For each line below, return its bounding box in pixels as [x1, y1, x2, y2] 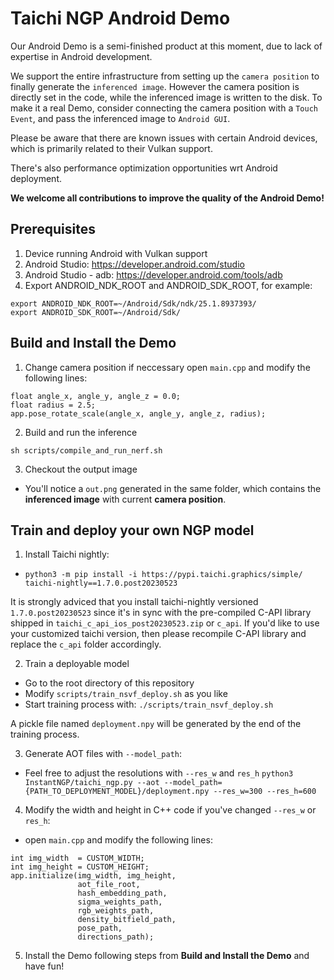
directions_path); [77, 932, 155, 942]
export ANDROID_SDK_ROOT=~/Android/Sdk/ [10, 307, 182, 317]
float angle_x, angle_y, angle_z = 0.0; [10, 391, 182, 401]
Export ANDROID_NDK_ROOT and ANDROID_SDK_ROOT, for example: [24, 279, 313, 291]
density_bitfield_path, [77, 915, 177, 925]
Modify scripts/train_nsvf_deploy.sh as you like [24, 688, 228, 700]
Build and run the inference [24, 426, 138, 438]
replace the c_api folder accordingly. [10, 638, 162, 651]
